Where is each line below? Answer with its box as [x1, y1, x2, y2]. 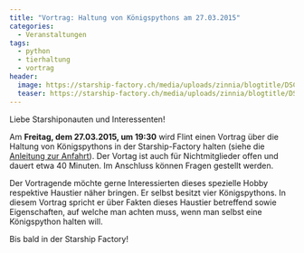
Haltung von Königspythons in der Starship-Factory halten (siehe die [9, 141, 265, 152]
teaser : [17, 89, 47, 98]
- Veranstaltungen [17, 30, 88, 39]
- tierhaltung [17, 55, 71, 64]
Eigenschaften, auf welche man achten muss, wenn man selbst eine [9, 206, 262, 217]
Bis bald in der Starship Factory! [9, 233, 129, 244]
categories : [9, 22, 54, 31]
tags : [9, 38, 30, 48]
